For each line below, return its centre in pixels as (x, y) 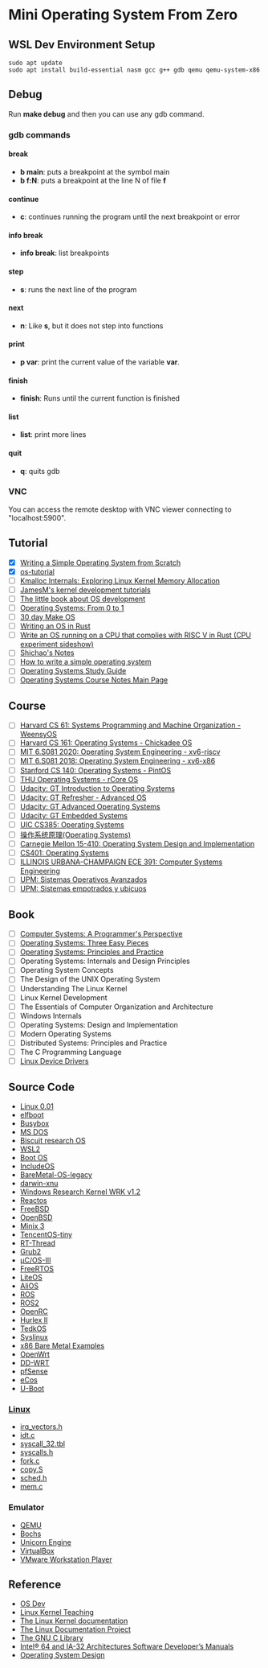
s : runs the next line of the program (78, 289)
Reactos (33, 1200)
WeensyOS (39, 735)
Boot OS (34, 1157)
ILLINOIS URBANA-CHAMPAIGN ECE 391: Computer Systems (121, 862)
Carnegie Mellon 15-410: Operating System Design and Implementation (137, 844)
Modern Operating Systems (66, 1034)
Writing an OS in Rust (55, 626)
